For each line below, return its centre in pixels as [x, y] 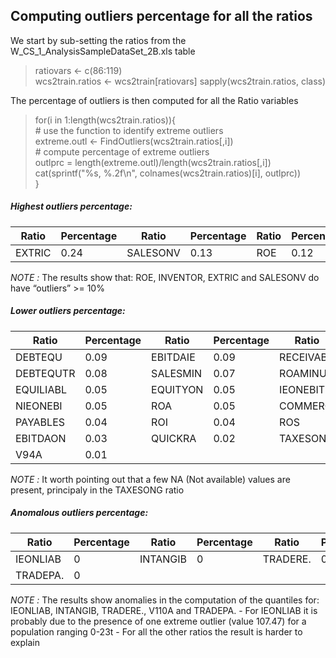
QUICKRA [174, 438]
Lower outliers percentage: [68, 311]
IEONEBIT [302, 389]
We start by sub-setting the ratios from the [98, 40]
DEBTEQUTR [45, 373]
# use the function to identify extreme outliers [129, 130]
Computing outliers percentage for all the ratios [161, 16]
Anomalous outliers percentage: [79, 513]
